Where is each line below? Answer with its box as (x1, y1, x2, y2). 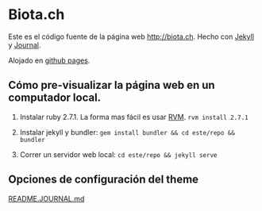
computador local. (8, 91, 102, 105)
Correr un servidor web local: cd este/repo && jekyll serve (19, 149, 218, 159)
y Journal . (8, 40, 41, 49)
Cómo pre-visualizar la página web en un (8, 79, 216, 92)
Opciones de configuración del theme (8, 173, 199, 186)
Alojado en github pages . (8, 56, 91, 65)
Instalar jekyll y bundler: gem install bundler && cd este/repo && (19, 127, 236, 136)
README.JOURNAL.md (8, 194, 85, 203)
